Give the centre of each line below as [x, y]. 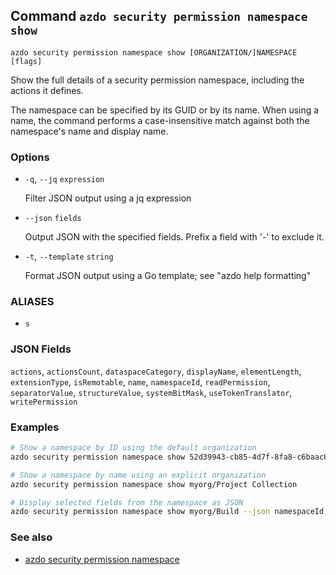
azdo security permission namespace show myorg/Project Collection [154, 484]
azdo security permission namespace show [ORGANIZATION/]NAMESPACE [154, 52]
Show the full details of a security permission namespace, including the [157, 80]
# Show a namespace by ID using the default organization [133, 448]
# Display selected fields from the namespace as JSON [127, 502]
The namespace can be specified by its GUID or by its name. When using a [165, 110]
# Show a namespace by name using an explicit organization [138, 475]
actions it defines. [47, 90]
